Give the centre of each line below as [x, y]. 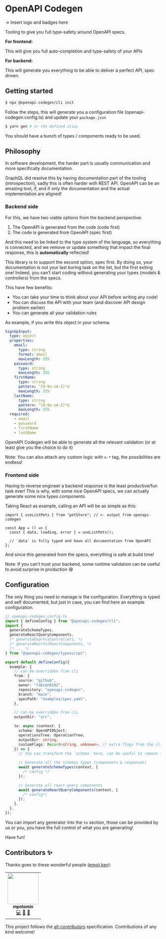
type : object [23, 336]
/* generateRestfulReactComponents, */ [51, 644]
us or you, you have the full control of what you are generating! [69, 828]
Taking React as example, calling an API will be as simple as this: [71, 506]
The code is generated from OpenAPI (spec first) [62, 232]
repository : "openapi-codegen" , [51, 690]
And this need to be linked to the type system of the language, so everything [83, 242]
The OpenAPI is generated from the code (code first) [66, 227]
